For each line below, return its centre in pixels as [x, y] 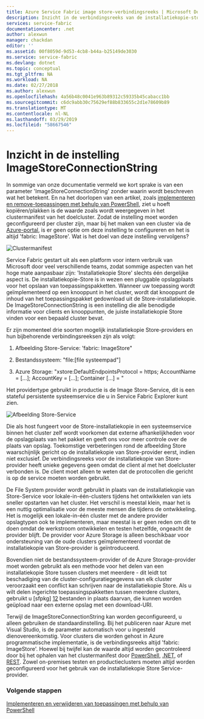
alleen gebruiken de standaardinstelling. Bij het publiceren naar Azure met [99, 623]
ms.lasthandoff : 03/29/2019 [42, 119]
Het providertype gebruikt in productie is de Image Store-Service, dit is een [100, 390]
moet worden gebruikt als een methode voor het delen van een [85, 566]
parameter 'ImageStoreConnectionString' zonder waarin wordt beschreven [100, 191]
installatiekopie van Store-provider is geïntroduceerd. [73, 548]
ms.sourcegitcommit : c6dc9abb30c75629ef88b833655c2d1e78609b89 [88, 102]
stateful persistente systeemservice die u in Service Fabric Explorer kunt [97, 396]
